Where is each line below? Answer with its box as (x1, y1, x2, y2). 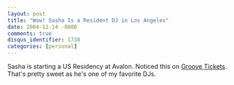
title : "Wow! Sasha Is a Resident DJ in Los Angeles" (7, 17, 170, 24)
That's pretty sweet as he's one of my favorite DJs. (7, 70, 157, 78)
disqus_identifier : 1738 (7, 37, 81, 44)
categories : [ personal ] (7, 43, 78, 50)
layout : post (7, 10, 46, 18)
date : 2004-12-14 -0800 (7, 23, 78, 30)
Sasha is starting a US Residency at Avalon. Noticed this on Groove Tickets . (7, 63, 228, 70)
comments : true (7, 30, 52, 37)
